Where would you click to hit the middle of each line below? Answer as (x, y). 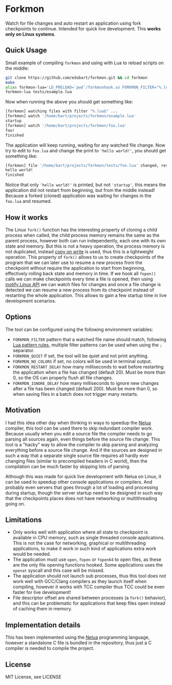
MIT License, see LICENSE (33, 677)
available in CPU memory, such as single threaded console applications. (89, 538)
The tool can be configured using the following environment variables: (79, 329)
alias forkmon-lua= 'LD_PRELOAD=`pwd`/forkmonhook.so (63, 87)
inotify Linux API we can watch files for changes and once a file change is (83, 284)
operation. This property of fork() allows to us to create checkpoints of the (85, 257)
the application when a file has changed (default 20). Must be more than (89, 372)
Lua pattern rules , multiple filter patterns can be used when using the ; (88, 345)
